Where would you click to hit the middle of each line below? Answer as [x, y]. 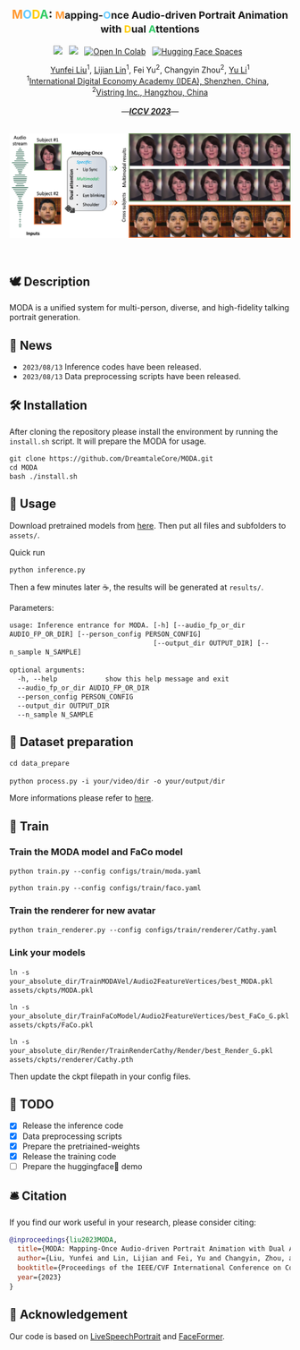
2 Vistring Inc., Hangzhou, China [150, 91]
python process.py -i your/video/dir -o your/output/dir [117, 782]
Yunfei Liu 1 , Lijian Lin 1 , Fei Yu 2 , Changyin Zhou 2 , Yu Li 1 [150, 69]
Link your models [48, 953]
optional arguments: [48, 670]
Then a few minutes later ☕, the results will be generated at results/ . [137, 587]
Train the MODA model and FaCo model [96, 852]
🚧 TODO [32, 1104]
